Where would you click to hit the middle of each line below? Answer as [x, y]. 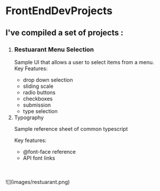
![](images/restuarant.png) [38, 182]
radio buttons [39, 92]
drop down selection [48, 80]
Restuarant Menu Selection [54, 50]
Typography [29, 117]
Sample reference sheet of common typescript [71, 129]
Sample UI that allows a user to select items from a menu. [84, 62]
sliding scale [38, 86]
